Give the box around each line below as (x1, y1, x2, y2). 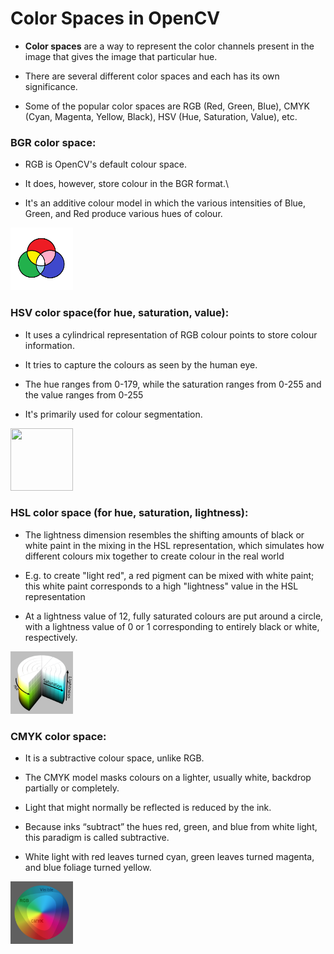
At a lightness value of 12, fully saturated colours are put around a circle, (24, 610, 324, 622)
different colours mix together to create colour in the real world (24, 550, 285, 562)
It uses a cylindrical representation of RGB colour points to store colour (24, 328, 318, 341)
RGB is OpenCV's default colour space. (24, 158, 187, 171)
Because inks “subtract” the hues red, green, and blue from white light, (24, 821, 318, 833)
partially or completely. (24, 782, 120, 794)
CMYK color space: (10, 729, 107, 743)
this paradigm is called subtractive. (24, 832, 170, 844)
